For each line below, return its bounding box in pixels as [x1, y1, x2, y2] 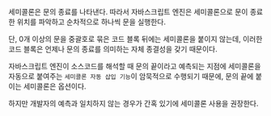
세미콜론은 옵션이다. [23, 81, 87, 91]
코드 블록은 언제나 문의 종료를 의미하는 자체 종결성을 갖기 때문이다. [8, 44, 218, 54]
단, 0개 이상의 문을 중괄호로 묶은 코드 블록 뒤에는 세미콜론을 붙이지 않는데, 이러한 [8, 35, 263, 43]
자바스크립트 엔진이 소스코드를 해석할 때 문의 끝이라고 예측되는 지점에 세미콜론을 [8, 61, 261, 71]
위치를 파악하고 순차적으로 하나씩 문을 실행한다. [16, 17, 167, 27]
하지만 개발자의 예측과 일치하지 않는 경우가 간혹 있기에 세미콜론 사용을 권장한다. [8, 99, 259, 108]
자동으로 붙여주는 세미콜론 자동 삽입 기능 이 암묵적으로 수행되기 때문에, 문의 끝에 [8, 72, 254, 81]
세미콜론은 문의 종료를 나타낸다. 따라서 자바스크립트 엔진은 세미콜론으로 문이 [8, 7, 248, 16]
